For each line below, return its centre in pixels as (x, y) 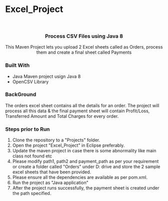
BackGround (21, 95)
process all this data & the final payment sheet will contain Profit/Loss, (77, 111)
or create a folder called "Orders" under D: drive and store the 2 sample (86, 167)
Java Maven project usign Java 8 (46, 76)
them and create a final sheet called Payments (84, 52)
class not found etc (32, 156)
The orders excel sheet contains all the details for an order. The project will (82, 105)
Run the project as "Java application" (50, 183)
